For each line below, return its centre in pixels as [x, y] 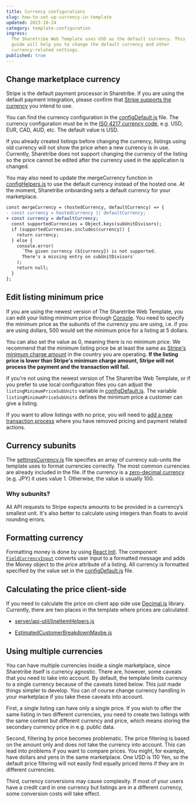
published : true [26, 55]
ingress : [17, 34]
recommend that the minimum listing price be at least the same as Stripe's [96, 348]
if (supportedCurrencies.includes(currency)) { [71, 229]
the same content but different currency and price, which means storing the [98, 721]
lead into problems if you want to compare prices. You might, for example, [96, 751]
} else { [22, 240]
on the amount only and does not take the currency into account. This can [96, 745]
